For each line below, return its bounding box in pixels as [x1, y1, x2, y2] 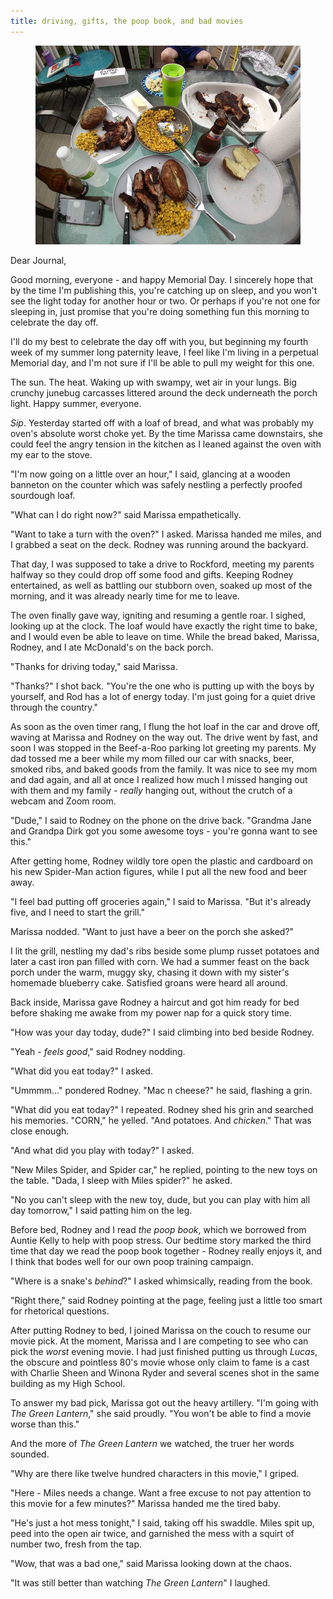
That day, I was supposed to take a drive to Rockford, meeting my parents [10, 558, 315, 570]
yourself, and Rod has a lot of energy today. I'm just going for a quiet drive [10, 690, 316, 702]
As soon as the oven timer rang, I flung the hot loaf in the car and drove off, [10, 720, 320, 732]
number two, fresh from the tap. [10, 1538, 142, 1550]
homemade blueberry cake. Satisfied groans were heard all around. [10, 976, 288, 989]
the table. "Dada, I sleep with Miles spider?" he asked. [10, 1174, 233, 1186]
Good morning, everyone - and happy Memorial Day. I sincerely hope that [10, 273, 314, 285]
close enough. [10, 1125, 70, 1137]
